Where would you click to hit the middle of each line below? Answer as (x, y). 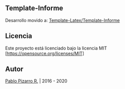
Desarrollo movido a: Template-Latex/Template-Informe (62, 20)
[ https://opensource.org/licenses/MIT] (45, 53)
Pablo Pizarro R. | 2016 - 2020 (36, 81)
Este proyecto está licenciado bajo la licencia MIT (56, 48)
